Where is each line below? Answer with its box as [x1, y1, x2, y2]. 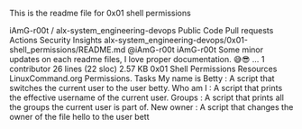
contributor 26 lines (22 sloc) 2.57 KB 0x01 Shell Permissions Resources [9, 63, 278, 74]
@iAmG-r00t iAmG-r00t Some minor [127, 44, 264, 55]
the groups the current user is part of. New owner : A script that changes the [9, 102, 294, 112]
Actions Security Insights [9, 35, 103, 45]
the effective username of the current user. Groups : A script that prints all [9, 92, 284, 103]
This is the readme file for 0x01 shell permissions [9, 8, 191, 18]
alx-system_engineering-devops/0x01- [103, 35, 248, 45]
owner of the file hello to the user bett [9, 112, 150, 122]
